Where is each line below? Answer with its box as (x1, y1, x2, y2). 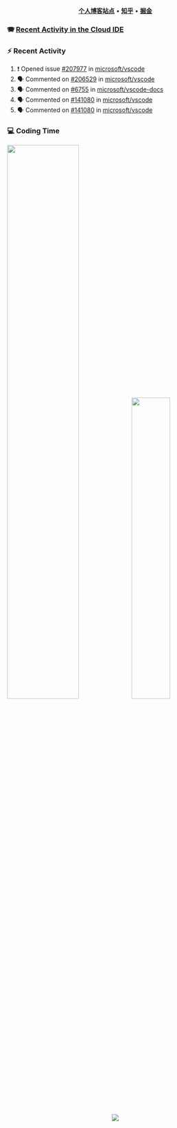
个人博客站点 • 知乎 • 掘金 (78, 7, 152, 14)
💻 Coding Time (7, 126, 60, 136)
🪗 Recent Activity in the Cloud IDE (7, 24, 124, 34)
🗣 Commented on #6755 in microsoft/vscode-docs (16, 85, 164, 93)
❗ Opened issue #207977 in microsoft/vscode (16, 65, 145, 73)
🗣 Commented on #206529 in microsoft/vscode (16, 75, 155, 83)
